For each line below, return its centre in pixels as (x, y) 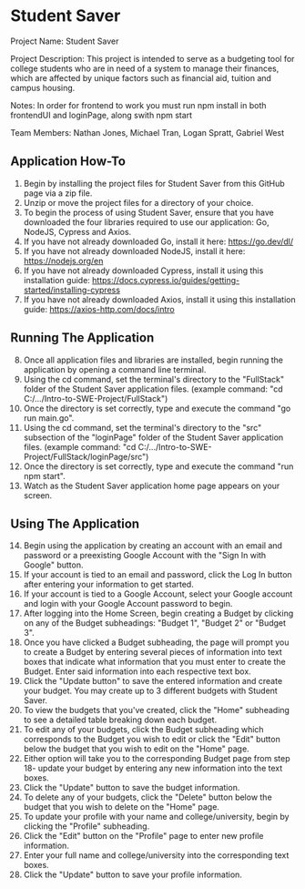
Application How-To (68, 162)
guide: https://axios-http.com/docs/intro (99, 309)
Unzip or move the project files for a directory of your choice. (138, 202)
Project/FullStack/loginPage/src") (86, 456)
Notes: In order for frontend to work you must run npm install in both (138, 105)
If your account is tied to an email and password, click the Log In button (158, 575)
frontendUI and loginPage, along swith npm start (102, 115)
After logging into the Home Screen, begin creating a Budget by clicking (158, 613)
